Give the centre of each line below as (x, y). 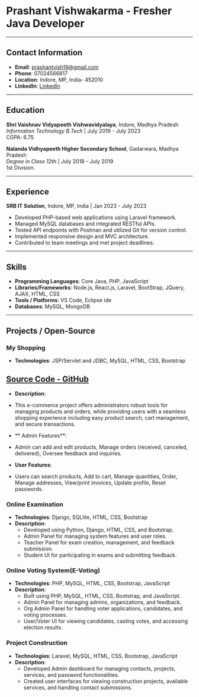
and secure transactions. (45, 424)
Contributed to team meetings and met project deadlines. (84, 243)
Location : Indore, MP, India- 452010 (59, 80)
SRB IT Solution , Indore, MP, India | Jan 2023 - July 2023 (76, 206)
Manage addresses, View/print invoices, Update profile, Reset (90, 483)
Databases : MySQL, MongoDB (52, 306)
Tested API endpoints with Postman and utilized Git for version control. (101, 230)
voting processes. (45, 615)
